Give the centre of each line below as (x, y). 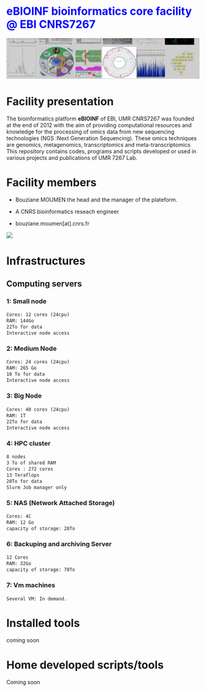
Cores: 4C (19, 517)
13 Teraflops (23, 475)
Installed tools (43, 623)
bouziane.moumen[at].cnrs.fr (52, 224)
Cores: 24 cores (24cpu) (38, 362)
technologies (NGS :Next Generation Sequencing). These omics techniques (102, 138)
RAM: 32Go (19, 564)
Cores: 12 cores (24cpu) (38, 315)
